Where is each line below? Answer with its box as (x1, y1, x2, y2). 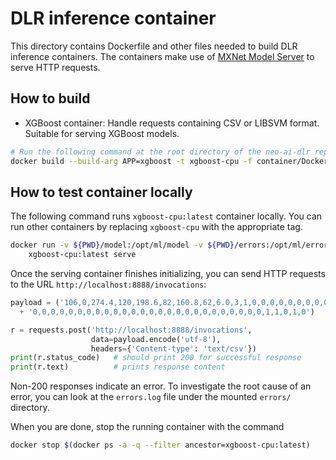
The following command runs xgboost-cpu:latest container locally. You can (10, 210, 323, 222)
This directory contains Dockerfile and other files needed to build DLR (10, 40, 298, 52)
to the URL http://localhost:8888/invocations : (10, 278, 207, 291)
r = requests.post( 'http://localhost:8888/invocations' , (10, 325, 253, 335)
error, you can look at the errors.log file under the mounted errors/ (10, 391, 292, 403)
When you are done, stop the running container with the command (10, 421, 285, 433)
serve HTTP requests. (10, 61, 101, 73)
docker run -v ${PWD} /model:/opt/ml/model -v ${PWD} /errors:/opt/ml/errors (10, 240, 333, 251)
